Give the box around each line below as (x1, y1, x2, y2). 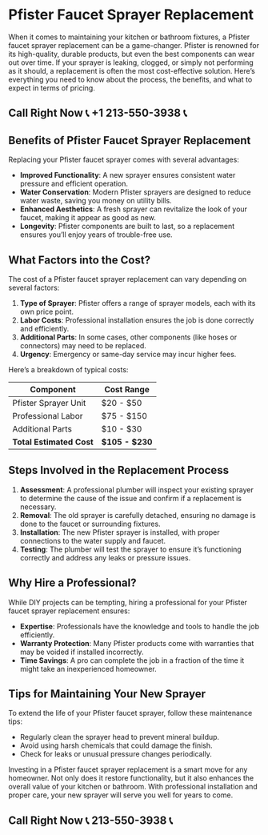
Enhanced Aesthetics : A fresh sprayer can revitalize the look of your (19, 204, 248, 214)
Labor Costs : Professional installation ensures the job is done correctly (19, 315, 254, 325)
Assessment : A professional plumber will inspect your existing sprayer (19, 484, 254, 494)
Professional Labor (12, 410, 83, 421)
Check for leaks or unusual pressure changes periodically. (19, 749, 212, 759)
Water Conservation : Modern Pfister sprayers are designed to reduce (19, 187, 251, 197)
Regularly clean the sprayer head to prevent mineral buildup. (19, 733, 220, 742)
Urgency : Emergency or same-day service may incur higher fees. (19, 349, 237, 359)
